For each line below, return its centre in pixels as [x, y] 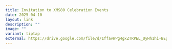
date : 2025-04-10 [24, 15]
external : [16, 39]
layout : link [19, 19]
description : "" [23, 24]
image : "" [16, 29]
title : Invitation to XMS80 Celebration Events [57, 10]
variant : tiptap [23, 34]
